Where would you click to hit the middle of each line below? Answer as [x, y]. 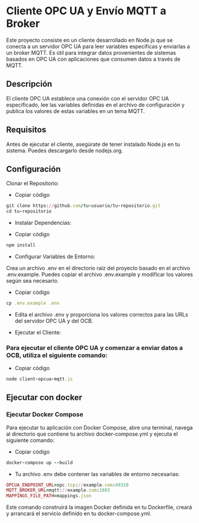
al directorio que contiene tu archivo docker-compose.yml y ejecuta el [92, 434]
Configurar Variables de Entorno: [55, 256]
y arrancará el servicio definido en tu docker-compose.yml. [79, 513]
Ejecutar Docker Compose [45, 415]
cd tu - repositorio [29, 212]
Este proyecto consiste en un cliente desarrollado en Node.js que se [90, 40]
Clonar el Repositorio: [33, 183]
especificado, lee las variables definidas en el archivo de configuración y [96, 105]
